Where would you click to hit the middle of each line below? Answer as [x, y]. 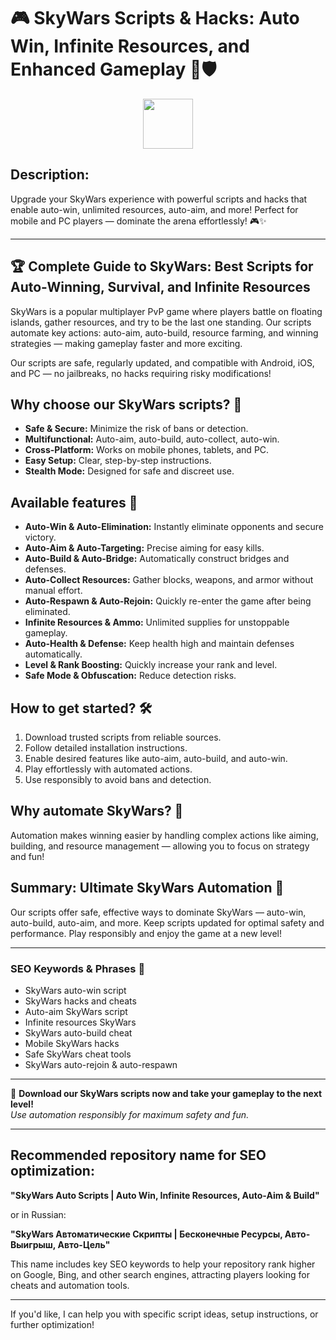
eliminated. [47, 612]
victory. [40, 537]
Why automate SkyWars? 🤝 [97, 811]
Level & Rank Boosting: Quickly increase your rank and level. [151, 665]
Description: [50, 175]
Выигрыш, [33, 1244]
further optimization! [52, 1324]
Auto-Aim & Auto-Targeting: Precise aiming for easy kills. [144, 548]
